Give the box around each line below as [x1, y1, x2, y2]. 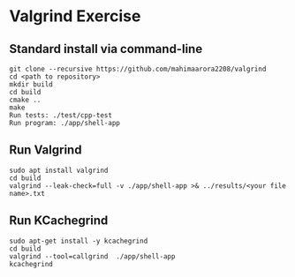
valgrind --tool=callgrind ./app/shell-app [9, 251, 176, 261]
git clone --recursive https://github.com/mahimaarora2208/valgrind [9, 64, 267, 73]
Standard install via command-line [9, 41, 203, 56]
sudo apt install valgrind [9, 166, 109, 175]
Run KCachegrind [9, 213, 109, 228]
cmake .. [9, 95, 42, 104]
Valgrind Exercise [9, 6, 141, 26]
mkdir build [9, 80, 53, 89]
